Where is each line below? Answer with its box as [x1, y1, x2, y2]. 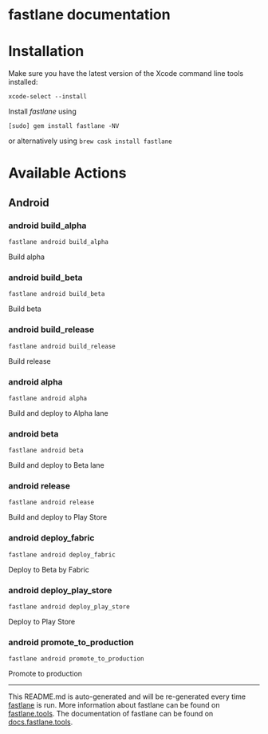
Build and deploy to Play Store [8, 513, 108, 522]
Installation [8, 42, 85, 61]
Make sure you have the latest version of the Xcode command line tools [8, 69, 244, 78]
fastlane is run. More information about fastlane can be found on [8, 700, 220, 710]
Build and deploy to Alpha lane [8, 408, 109, 417]
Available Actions [8, 164, 127, 182]
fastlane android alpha [8, 394, 88, 402]
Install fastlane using [8, 106, 77, 117]
